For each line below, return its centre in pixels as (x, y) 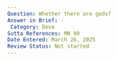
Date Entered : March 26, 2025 (52, 40)
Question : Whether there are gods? (59, 14)
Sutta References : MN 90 (44, 33)
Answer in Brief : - (36, 20)
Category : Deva (32, 27)
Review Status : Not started (48, 46)
